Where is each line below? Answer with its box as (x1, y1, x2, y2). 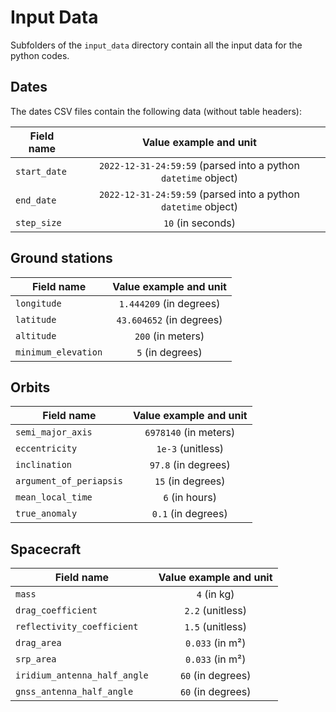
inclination (15, 459, 73, 471)
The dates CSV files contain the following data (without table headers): (10, 105, 302, 117)
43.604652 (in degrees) (116, 312, 223, 326)
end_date (15, 194, 57, 206)
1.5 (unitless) (184, 620, 247, 634)
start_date (15, 166, 67, 177)
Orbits (10, 379, 51, 396)
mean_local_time (15, 492, 93, 503)
